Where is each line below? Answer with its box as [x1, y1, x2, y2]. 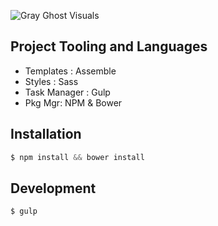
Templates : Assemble [24, 65, 117, 77]
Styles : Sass [24, 75, 79, 87]
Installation [10, 126, 82, 143]
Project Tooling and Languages [10, 38, 208, 55]
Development [10, 180, 97, 197]
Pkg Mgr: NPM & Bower [24, 96, 123, 109]
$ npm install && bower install [10, 152, 145, 162]
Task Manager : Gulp [24, 86, 111, 98]
